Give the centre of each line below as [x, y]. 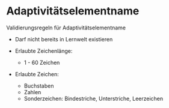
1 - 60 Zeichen [42, 62]
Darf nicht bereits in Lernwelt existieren [64, 39]
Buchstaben [39, 86]
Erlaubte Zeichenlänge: [44, 51]
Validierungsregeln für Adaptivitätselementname [66, 28]
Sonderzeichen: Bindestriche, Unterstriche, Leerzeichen [94, 98]
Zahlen [32, 92]
